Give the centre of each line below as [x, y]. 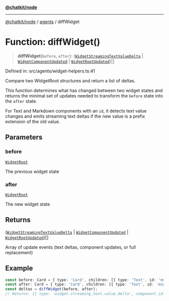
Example [19, 268]
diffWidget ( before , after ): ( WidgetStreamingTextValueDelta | [80, 56]
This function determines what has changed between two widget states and [84, 90]
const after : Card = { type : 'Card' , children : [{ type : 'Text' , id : [80, 284]
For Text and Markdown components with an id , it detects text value [76, 111]
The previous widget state [32, 171]
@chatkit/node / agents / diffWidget [42, 22]
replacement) [19, 252]
